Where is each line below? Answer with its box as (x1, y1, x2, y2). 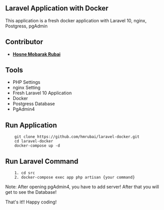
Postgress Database (12, 101, 55, 107)
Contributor (5, 38, 43, 46)
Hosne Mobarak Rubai (12, 51, 61, 57)
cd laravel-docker (14, 139, 53, 144)
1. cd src (14, 170, 36, 176)
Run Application (5, 121, 57, 129)
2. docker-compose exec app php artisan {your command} (14, 175, 136, 180)
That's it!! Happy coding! (5, 199, 57, 205)
